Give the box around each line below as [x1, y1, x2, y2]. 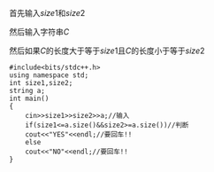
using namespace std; [9, 71, 89, 80]
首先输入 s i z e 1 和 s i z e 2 [9, 8, 86, 18]
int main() [9, 94, 50, 103]
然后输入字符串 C [9, 27, 70, 37]
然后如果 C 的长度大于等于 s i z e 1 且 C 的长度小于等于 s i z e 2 [9, 45, 205, 56]
